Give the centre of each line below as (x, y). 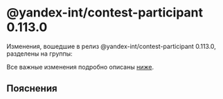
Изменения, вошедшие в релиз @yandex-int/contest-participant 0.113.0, (111, 46)
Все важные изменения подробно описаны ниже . (80, 67)
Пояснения (32, 88)
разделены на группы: (40, 54)
